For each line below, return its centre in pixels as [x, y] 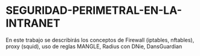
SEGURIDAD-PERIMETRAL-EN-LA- [94, 11]
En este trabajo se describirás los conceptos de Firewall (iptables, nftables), [100, 40]
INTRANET [33, 23]
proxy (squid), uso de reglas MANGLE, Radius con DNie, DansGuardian [94, 46]
